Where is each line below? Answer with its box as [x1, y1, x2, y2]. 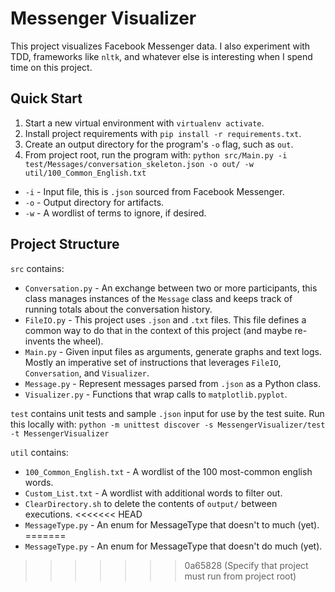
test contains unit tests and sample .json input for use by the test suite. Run [10, 407, 325, 419]
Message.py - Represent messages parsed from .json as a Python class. [24, 377, 321, 389]
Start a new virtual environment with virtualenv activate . [24, 117, 265, 129]
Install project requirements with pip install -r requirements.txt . [24, 127, 302, 139]
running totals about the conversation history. [24, 303, 213, 315]
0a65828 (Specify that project [184, 559, 309, 571]
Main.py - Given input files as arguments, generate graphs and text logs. [24, 345, 322, 357]
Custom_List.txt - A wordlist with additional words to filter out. [24, 487, 283, 499]
